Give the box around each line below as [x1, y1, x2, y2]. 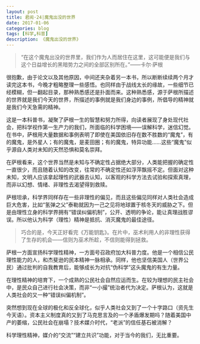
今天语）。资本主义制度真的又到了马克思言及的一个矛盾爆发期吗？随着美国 [6, 311, 186, 318]
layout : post [6, 8, 39, 15]
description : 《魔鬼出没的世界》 [6, 36, 82, 42]
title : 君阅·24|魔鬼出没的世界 [6, 14, 76, 20]
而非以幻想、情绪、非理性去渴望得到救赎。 [6, 181, 111, 188]
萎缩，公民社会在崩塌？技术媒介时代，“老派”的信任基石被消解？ [16, 319, 173, 326]
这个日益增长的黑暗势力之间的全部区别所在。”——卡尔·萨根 [20, 61, 163, 68]
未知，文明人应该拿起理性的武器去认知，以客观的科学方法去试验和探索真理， [6, 173, 194, 181]
